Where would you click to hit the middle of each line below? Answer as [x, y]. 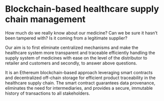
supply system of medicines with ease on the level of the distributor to [76, 58]
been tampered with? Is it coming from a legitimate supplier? [66, 38]
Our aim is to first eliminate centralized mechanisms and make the [72, 47]
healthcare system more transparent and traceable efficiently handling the [80, 53]
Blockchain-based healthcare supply [82, 9]
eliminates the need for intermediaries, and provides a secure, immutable [79, 88]
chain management [45, 19]
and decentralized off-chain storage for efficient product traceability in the [80, 78]
